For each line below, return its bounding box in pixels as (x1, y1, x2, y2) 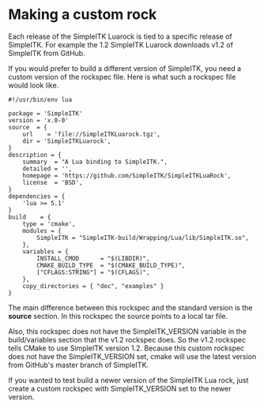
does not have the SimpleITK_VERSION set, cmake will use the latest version (8, 351, 257, 361)
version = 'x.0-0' (8, 116, 69, 124)
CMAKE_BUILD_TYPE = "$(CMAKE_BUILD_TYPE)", (36, 261, 186, 269)
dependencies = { (8, 192, 66, 200)
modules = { (22, 226, 62, 234)
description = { (8, 151, 62, 159)
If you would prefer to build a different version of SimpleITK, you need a (8, 63, 242, 73)
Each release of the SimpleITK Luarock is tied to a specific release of (8, 32, 232, 41)
